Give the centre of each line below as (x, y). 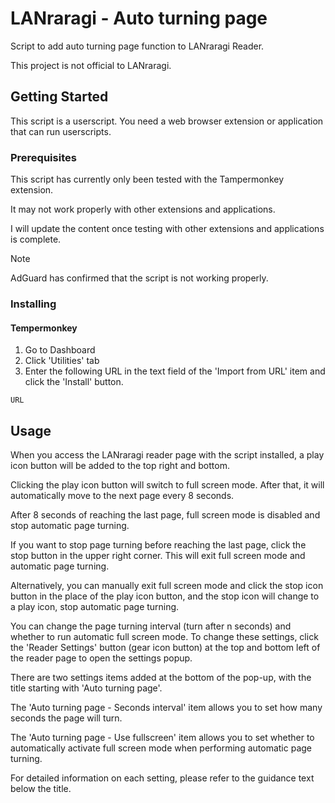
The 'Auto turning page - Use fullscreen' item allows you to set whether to (162, 737)
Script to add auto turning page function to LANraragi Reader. (137, 46)
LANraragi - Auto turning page (139, 18)
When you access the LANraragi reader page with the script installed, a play (167, 454)
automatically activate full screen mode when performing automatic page (161, 748)
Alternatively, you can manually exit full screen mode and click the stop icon (167, 585)
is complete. (36, 239)
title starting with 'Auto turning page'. (86, 688)
